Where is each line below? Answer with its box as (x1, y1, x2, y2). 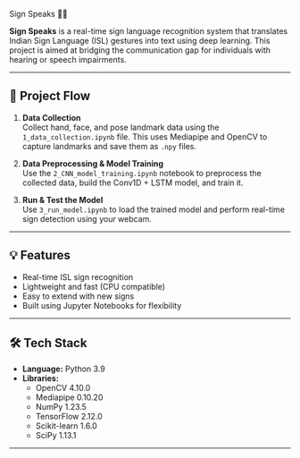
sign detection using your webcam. (21, 213, 152, 224)
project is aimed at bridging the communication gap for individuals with (9, 45, 271, 55)
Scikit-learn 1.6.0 (35, 420, 98, 431)
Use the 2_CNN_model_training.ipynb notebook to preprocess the (21, 167, 262, 178)
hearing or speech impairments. (9, 55, 127, 64)
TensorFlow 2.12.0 (35, 411, 103, 422)
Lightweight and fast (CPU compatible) (21, 281, 166, 292)
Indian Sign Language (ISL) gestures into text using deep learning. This (9, 36, 271, 46)
